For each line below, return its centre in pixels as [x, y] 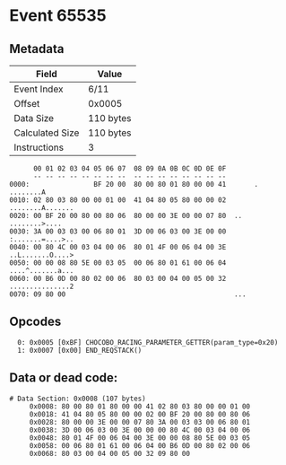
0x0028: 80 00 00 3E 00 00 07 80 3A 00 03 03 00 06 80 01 [140, 422]
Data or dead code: [64, 378]
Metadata [37, 49]
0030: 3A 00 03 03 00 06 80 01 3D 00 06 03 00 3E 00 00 [118, 232]
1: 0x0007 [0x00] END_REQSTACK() [80, 350]
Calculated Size [47, 133]
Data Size [34, 118]
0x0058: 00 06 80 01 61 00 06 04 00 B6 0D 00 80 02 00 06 [140, 445]
